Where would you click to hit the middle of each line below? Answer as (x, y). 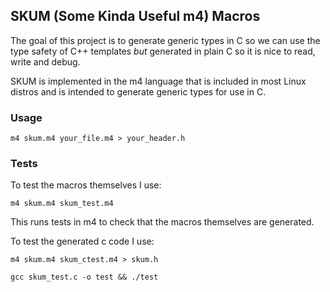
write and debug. (45, 61)
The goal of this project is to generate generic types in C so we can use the (165, 40)
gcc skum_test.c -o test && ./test (84, 277)
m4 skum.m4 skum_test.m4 (62, 204)
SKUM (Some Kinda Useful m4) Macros (135, 16)
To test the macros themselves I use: (86, 185)
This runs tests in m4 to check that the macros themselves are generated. (162, 222)
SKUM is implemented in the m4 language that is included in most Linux (158, 81)
